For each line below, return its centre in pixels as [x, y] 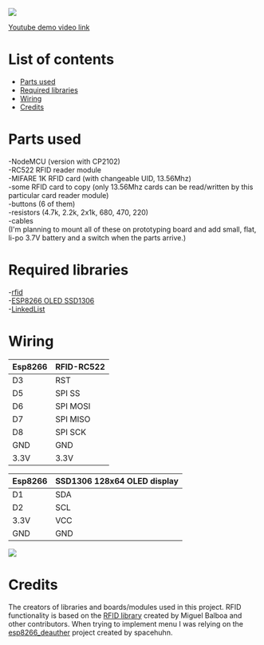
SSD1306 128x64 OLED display [117, 481]
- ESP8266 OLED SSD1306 [51, 300]
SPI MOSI [73, 406]
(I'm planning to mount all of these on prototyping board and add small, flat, [132, 229]
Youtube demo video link [49, 27]
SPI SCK [71, 432]
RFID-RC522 [80, 366]
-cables [21, 220]
